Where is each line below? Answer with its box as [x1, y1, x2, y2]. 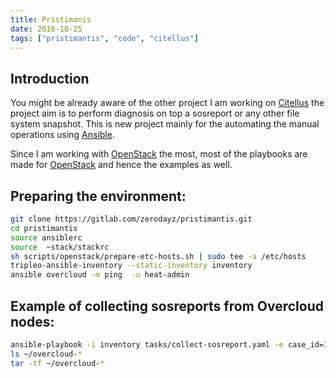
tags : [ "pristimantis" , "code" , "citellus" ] [10, 33, 199, 43]
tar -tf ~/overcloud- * [10, 358, 105, 368]
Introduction [10, 70, 90, 87]
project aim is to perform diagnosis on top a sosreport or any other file [10, 107, 300, 120]
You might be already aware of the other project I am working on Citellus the [10, 97, 325, 109]
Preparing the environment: [10, 187, 187, 205]
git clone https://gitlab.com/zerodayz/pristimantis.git [10, 214, 253, 224]
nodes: [10, 313, 55, 330]
